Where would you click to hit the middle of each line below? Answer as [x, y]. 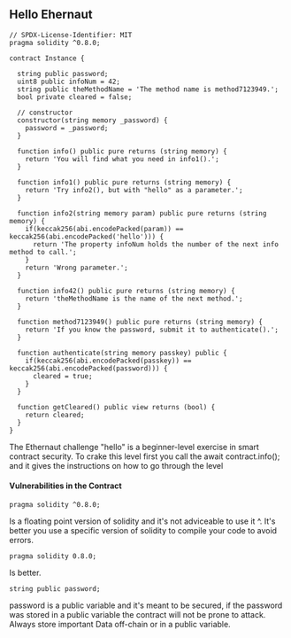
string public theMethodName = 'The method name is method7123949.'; [148, 89]
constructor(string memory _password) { [92, 120]
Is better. [25, 573]
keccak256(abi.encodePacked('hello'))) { [87, 237]
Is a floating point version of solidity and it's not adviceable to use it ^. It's [142, 521]
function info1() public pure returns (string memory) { [124, 182]
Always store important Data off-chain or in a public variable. [120, 625]
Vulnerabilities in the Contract [65, 486]
